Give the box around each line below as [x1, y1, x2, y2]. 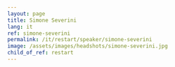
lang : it [7, 23, 33, 30]
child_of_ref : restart [7, 50, 74, 57]
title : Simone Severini [7, 17, 77, 24]
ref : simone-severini [7, 29, 71, 37]
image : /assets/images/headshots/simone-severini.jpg [7, 43, 169, 50]
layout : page [7, 10, 46, 17]
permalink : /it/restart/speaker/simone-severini [7, 36, 153, 43]
